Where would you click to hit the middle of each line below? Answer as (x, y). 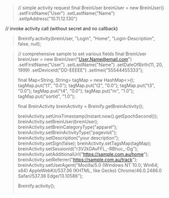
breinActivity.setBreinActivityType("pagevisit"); (67, 133)
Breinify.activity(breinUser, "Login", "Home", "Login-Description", (86, 38)
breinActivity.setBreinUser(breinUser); (58, 122)
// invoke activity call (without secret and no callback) (62, 28)
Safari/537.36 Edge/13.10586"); (50, 176)
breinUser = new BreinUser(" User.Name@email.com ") (75, 59)
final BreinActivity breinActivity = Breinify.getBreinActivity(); (81, 106)
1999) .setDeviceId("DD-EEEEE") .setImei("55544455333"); (81, 70)
